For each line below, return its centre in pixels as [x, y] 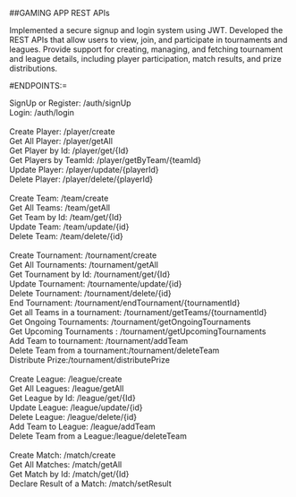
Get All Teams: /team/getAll [59, 208]
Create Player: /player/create [63, 132]
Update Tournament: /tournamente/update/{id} [96, 284]
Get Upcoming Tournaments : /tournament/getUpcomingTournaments [138, 331]
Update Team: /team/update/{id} [69, 227]
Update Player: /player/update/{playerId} [84, 170]
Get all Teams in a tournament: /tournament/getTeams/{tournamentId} [138, 312]
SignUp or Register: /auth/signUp [70, 103]
